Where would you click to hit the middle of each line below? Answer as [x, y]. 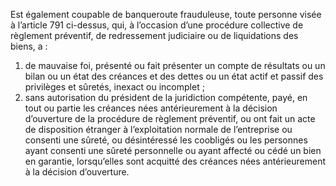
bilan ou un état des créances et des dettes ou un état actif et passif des [174, 76]
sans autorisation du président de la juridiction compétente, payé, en [166, 97]
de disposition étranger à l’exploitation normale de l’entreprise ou [158, 129]
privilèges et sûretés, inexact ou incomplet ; [114, 87]
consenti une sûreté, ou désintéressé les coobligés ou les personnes [166, 140]
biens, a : [29, 46]
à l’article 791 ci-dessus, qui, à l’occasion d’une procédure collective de [157, 25]
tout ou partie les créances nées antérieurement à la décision [151, 108]
